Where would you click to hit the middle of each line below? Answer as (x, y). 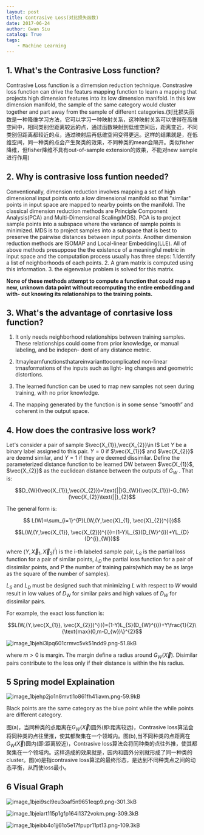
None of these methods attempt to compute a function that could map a (98, 281)
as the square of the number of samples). (58, 574)
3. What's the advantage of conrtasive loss (90, 313)
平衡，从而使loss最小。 (40, 767)
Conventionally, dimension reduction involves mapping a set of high (91, 192)
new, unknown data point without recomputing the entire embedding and (100, 287)
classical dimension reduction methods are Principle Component (87, 211)
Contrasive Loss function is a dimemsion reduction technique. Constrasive (99, 85)
